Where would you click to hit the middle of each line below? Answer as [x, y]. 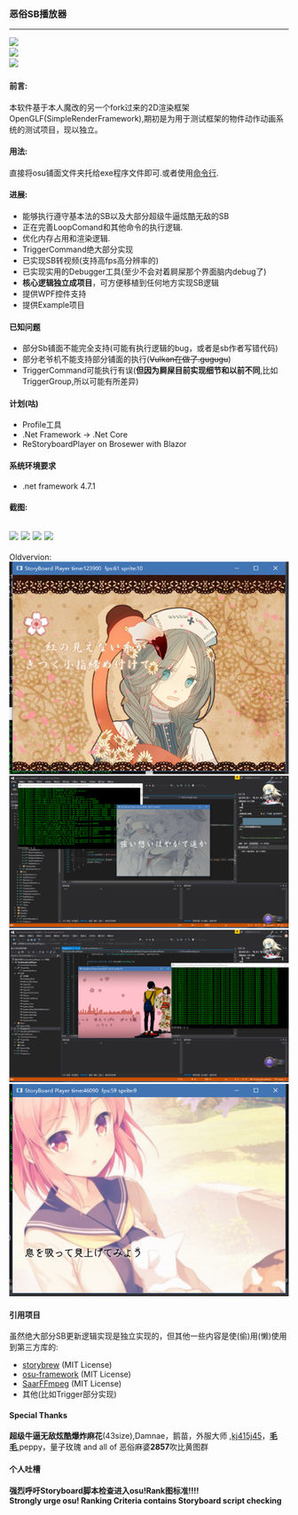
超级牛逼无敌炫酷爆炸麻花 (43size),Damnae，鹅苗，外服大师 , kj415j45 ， [140, 1436]
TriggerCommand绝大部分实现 [78, 249]
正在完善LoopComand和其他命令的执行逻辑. [102, 227]
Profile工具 [42, 425]
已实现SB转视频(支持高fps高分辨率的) [90, 260]
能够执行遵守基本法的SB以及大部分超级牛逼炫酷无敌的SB [125, 216]
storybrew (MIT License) [67, 1365]
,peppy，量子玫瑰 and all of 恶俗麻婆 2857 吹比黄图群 [113, 1447]
